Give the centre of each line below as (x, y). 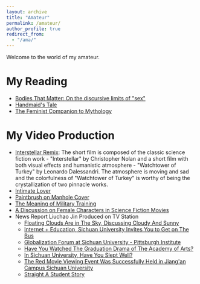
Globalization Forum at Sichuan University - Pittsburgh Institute (102, 242)
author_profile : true (34, 29)
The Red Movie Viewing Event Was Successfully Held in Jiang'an (105, 261)
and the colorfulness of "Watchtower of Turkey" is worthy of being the (102, 178)
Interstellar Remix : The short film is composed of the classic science (100, 152)
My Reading (37, 82)
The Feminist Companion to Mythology (63, 111)
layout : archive (27, 12)
